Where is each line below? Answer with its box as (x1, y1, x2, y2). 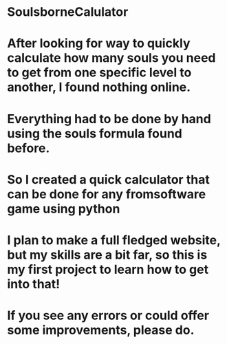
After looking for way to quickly (7, 36, 191, 52)
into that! (7, 276, 61, 292)
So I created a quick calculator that (7, 171, 210, 187)
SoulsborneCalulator (7, 4, 129, 20)
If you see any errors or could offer (7, 308, 210, 323)
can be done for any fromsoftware (7, 186, 206, 202)
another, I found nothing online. (7, 80, 191, 95)
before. (7, 140, 50, 155)
